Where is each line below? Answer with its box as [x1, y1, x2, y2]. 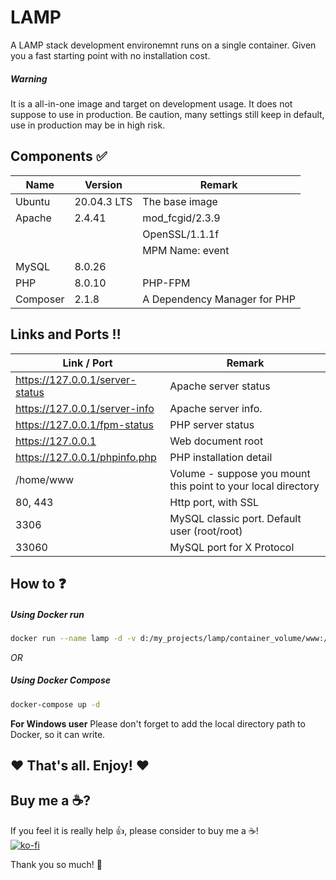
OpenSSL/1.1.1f [142, 227, 220, 241]
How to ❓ [10, 575, 67, 592]
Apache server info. [169, 401, 263, 415]
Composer [15, 292, 65, 306]
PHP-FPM [142, 276, 191, 290]
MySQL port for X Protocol [169, 540, 295, 554]
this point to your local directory [169, 479, 320, 493]
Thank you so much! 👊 [10, 858, 103, 870]
